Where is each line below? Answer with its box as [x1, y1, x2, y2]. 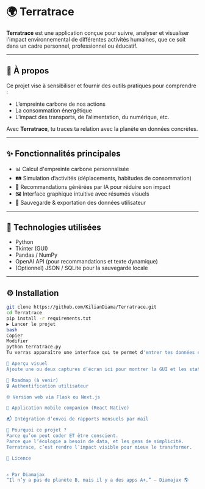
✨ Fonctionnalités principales [6, 149, 121, 159]
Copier [6, 333, 23, 339]
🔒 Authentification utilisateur [6, 383, 89, 389]
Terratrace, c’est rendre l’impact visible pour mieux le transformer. [6, 444, 192, 450]
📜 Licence [6, 455, 32, 461]
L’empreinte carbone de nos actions [15, 100, 106, 108]
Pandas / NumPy [15, 251, 58, 259]
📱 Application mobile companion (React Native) [6, 405, 130, 411]
